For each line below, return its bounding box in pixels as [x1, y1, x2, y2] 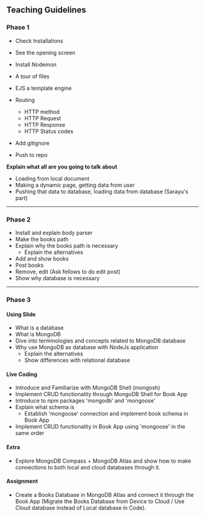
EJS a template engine [15, 84, 72, 92]
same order [15, 430, 45, 437]
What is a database [15, 324, 64, 331]
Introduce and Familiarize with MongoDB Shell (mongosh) [15, 384, 160, 391]
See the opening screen [15, 49, 76, 56]
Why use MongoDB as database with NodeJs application [15, 344, 159, 351]
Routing [15, 96, 35, 103]
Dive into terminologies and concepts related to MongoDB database [15, 337, 186, 344]
